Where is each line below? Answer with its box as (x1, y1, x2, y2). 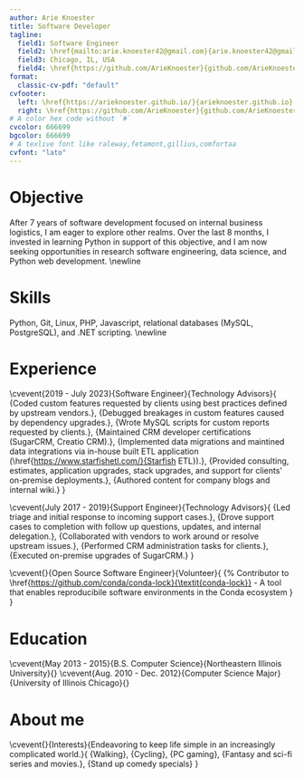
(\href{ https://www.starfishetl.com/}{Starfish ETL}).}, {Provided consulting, (9, 456, 290, 466)
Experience (9, 359, 97, 379)
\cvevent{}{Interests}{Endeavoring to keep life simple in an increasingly (9, 739, 276, 750)
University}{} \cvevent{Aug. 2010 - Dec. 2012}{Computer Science (9, 668, 255, 679)
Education (9, 629, 88, 648)
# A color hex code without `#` (9, 114, 131, 123)
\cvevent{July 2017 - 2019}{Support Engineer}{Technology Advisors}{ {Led (9, 502, 291, 513)
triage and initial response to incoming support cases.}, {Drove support (9, 512, 274, 523)
